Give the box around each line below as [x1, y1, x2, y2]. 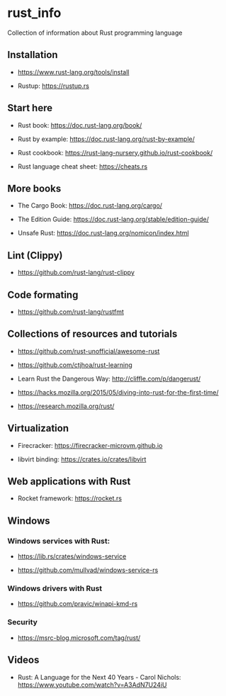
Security [7, 617, 38, 627]
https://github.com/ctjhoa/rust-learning [17, 360, 132, 369]
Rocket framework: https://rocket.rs [17, 494, 123, 503]
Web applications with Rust [7, 476, 131, 488]
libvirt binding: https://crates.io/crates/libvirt [17, 455, 147, 464]
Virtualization [7, 422, 69, 434]
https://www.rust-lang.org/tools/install [17, 67, 130, 76]
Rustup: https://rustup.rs [17, 82, 90, 90]
